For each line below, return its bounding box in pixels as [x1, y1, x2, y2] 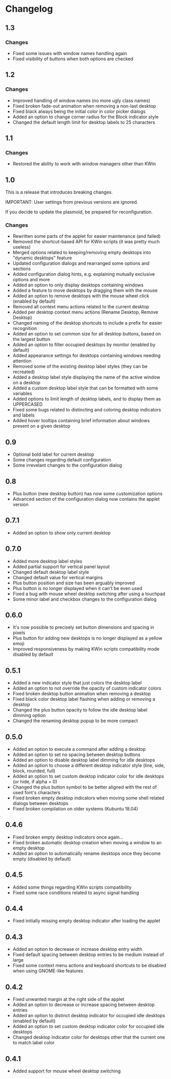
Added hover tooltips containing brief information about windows [12, 418, 150, 424]
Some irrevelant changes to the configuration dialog [12, 462, 123, 469]
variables [12, 390, 32, 397]
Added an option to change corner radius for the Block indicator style [12, 113, 159, 120]
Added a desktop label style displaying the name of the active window [12, 374, 160, 380]
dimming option [12, 713, 46, 719]
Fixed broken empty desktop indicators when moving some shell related [12, 795, 164, 801]
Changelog [5, 3, 53, 15]
